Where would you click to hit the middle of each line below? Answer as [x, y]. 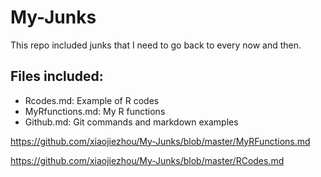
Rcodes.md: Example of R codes [92, 100]
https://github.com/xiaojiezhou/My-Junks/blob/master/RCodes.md [147, 160]
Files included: [57, 76]
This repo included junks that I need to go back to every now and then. [156, 45]
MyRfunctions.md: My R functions [95, 111]
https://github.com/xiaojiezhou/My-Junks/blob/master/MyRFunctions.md [160, 141]
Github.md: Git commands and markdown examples [131, 122]
